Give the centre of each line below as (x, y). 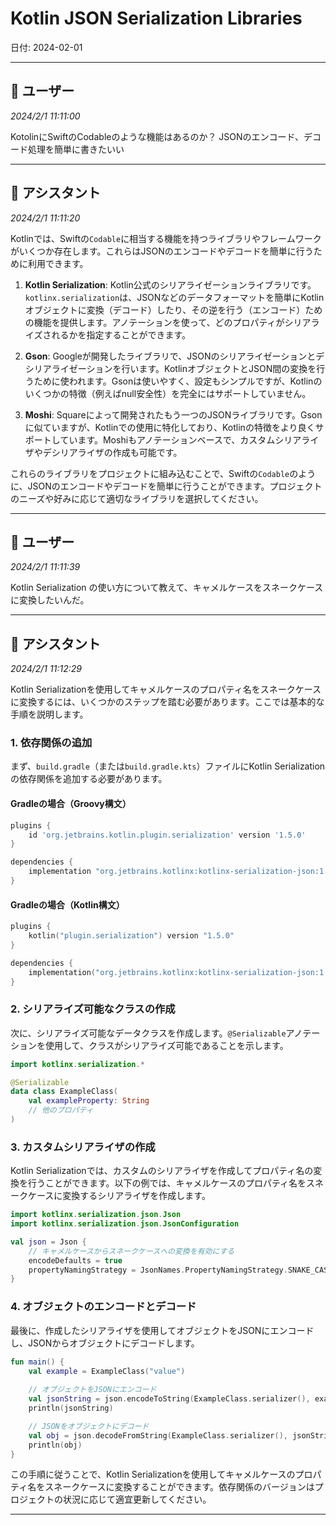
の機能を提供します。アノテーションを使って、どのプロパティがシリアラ (172, 322)
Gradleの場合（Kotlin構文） (67, 904)
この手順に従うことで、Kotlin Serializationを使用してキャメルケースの (153, 1474)
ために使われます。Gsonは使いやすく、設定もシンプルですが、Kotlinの (178, 381)
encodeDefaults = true (75, 1260)
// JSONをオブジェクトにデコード (89, 1426)
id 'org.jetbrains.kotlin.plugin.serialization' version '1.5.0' (167, 835)
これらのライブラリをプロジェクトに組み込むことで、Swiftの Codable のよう (163, 473)
